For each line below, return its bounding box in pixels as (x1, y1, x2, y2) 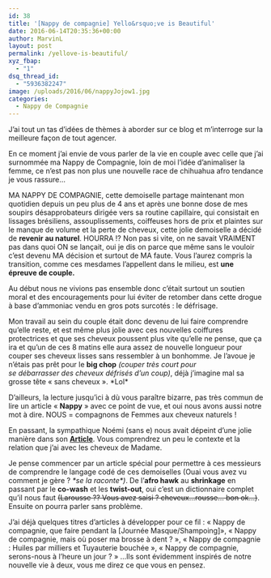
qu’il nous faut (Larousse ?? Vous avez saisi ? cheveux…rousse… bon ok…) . (8, 493, 260, 503)
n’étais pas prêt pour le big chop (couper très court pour (8, 360, 197, 370)
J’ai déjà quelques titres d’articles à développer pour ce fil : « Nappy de (8, 517, 246, 527)
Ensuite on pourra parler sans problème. (8, 502, 143, 512)
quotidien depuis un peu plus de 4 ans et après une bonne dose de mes (8, 199, 248, 209)
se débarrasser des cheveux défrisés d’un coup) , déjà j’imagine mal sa (8, 368, 244, 378)
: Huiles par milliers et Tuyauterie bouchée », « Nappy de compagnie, (8, 543, 239, 553)
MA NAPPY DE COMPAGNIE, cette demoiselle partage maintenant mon (8, 191, 245, 200)
